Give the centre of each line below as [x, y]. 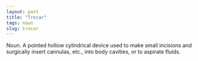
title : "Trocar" [26, 17]
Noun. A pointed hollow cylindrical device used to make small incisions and [99, 45]
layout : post [22, 12]
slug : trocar [22, 28]
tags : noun [20, 23]
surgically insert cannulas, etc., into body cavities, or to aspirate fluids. [94, 52]
